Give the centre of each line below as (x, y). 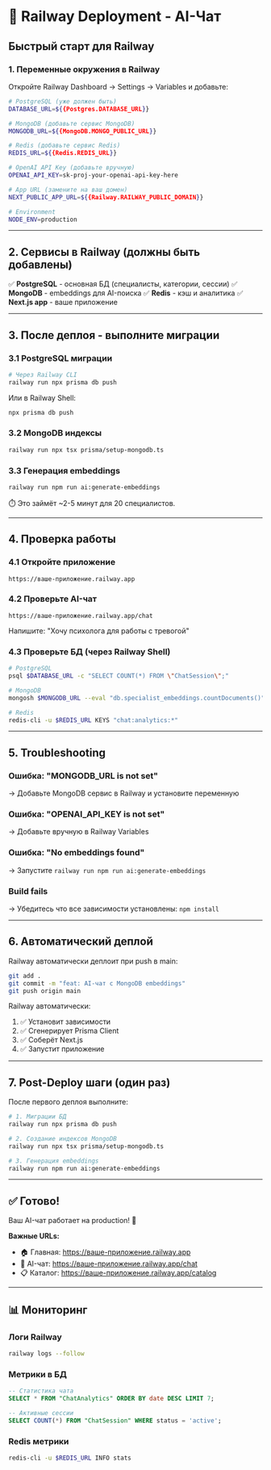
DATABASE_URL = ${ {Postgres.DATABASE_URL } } (79, 109)
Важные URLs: (34, 1236)
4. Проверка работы (62, 539)
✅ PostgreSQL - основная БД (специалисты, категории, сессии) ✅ (123, 284)
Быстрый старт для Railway (81, 46)
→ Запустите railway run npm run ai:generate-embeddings (107, 870)
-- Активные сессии (41, 1413)
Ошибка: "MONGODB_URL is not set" (83, 775)
